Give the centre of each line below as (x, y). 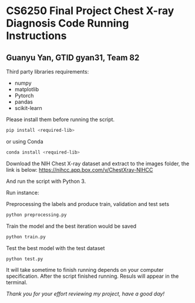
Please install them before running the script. (60, 119)
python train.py (26, 237)
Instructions (36, 36)
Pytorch (24, 96)
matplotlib (27, 89)
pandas (24, 102)
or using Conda (25, 141)
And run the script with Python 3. (46, 181)
